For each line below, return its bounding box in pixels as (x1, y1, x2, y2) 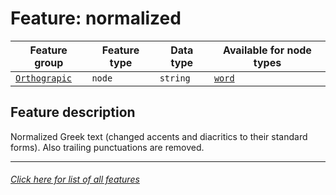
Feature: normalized (10, 7, 182, 30)
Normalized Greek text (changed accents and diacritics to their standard (10, 130, 308, 142)
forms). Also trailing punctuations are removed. (10, 141, 205, 153)
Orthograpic (15, 72, 73, 84)
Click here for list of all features (10, 173, 140, 186)
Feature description (10, 104, 136, 121)
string (159, 72, 191, 84)
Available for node (223, 43, 312, 57)
